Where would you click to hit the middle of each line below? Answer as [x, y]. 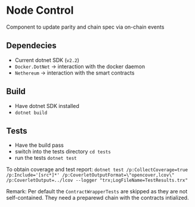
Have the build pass [39, 145]
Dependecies [31, 46]
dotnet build [31, 113]
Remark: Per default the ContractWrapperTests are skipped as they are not [97, 191]
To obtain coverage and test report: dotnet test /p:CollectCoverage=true [97, 169]
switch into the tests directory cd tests [63, 152]
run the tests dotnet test [46, 158]
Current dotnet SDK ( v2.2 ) [47, 60]
